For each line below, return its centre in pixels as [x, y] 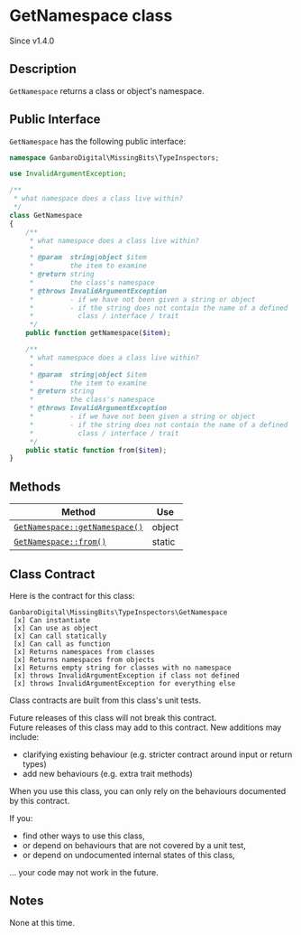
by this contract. [40, 800]
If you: [21, 818]
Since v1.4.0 [32, 41]
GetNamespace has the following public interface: [98, 141]
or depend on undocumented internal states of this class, [129, 855]
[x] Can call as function [62, 644]
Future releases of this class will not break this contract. [113, 717]
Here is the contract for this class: [72, 595]
